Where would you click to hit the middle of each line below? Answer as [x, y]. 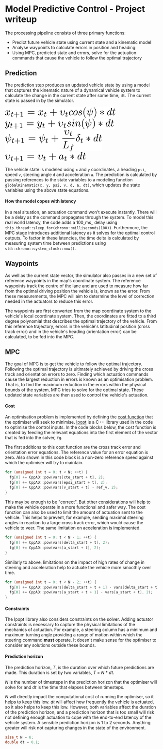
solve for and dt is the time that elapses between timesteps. [65, 687]
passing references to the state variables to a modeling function [69, 179]
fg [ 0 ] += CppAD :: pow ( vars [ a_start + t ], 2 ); [55, 548]
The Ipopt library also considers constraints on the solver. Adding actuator [79, 619]
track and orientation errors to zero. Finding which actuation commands [77, 374]
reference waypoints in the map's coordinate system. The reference [73, 280]
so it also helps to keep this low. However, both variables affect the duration [81, 707]
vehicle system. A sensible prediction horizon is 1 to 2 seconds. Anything [78, 722]
